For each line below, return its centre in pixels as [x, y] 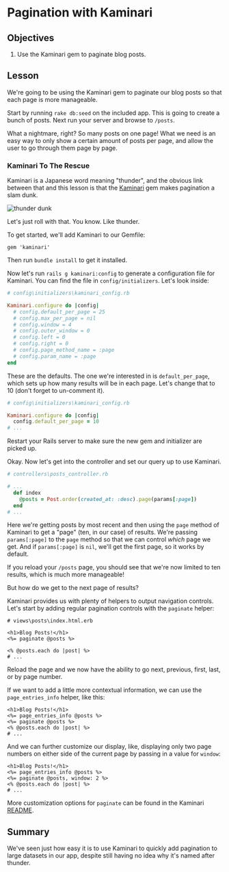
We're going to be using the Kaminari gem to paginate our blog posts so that [114, 92]
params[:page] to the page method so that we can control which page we [109, 539]
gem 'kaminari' [29, 248]
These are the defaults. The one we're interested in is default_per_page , [108, 376]
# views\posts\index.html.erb [50, 621]
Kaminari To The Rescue [49, 166]
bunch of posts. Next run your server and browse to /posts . [91, 120]
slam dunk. [23, 195]
